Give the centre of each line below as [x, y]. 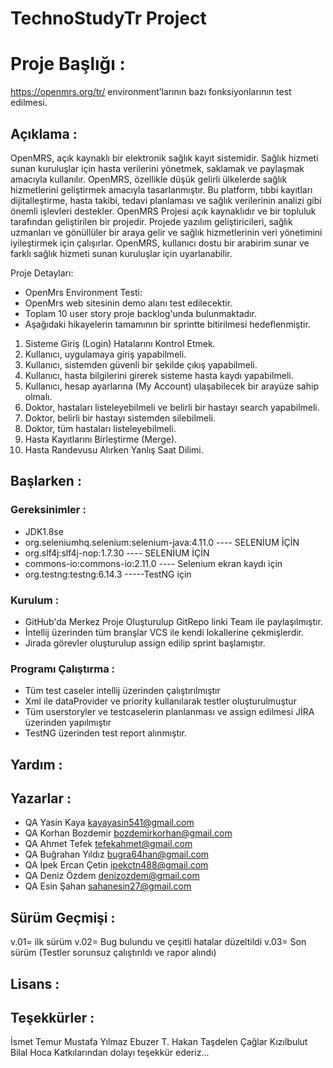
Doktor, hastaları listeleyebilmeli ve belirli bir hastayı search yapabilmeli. [172, 407]
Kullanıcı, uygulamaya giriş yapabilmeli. [105, 354]
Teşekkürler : [52, 1018]
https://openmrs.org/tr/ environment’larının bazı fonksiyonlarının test [151, 92]
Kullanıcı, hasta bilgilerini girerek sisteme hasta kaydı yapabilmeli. [159, 375]
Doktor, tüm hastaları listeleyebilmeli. [100, 428]
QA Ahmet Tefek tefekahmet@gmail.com [108, 844]
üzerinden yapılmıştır [68, 723]
